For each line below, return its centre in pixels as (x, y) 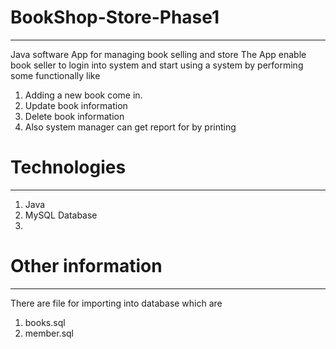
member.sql (49, 333)
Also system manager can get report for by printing (130, 127)
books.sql (45, 322)
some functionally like (55, 75)
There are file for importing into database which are (116, 303)
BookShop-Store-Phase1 (115, 17)
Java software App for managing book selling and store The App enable (158, 54)
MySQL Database (61, 215)
